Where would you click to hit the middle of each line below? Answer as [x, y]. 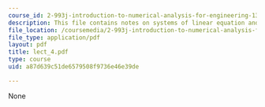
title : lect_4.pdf [38, 52]
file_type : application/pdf [54, 37]
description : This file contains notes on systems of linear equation [127, 23]
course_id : [26, 15]
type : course [30, 60]
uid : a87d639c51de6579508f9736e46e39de [74, 67]
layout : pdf [28, 45]
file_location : [33, 30]
